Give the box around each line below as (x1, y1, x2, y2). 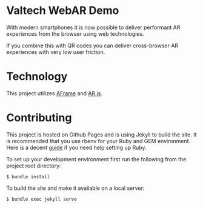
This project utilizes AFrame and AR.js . (6, 89, 103, 97)
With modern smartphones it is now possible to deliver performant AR (6, 24, 181, 31)
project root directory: (6, 162, 61, 169)
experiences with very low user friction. (6, 48, 105, 55)
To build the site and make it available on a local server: (6, 184, 145, 192)
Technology (6, 70, 68, 84)
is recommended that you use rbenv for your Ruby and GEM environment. (6, 137, 191, 144)
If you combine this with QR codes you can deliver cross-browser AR (6, 42, 179, 49)
